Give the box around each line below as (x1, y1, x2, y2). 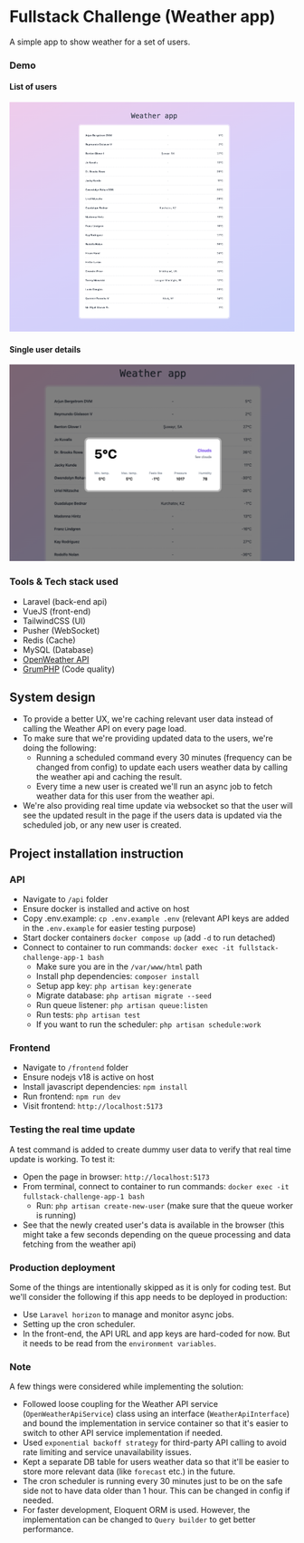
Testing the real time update (9, 1123, 136, 1136)
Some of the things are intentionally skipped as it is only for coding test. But (9, 1281, 291, 1293)
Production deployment (9, 1261, 116, 1274)
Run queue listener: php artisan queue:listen (35, 1000, 208, 1010)
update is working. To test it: (9, 1153, 116, 1164)
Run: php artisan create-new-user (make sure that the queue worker (35, 1199, 294, 1211)
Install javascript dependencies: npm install (22, 1082, 188, 1092)
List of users (9, 82, 57, 92)
